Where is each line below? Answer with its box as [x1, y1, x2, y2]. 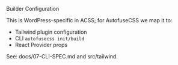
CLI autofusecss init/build [14, 35, 85, 42]
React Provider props [14, 42, 68, 48]
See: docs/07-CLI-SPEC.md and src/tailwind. [6, 53, 118, 60]
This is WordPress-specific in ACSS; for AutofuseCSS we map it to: [6, 17, 173, 23]
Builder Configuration [6, 5, 60, 12]
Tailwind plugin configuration [14, 28, 87, 36]
